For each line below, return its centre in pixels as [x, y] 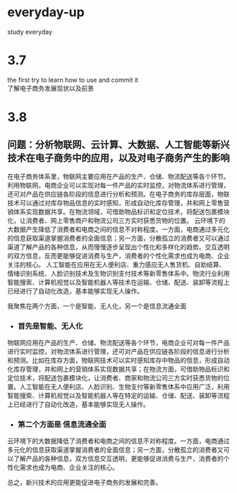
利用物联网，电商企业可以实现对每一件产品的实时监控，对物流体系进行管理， [119, 185]
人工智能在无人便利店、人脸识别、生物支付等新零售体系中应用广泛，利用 [124, 387]
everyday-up [46, 12]
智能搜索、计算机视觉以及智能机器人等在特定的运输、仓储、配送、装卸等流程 [119, 396]
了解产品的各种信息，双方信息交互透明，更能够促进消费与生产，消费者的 [118, 458]
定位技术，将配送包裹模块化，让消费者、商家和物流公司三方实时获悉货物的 [115, 378]
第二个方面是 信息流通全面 [62, 425]
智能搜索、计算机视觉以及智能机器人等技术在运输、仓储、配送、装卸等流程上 [119, 282]
